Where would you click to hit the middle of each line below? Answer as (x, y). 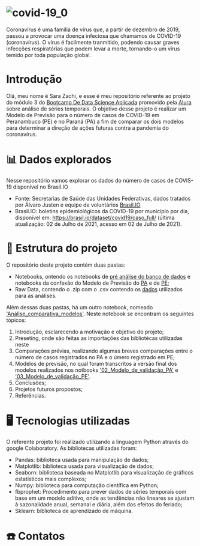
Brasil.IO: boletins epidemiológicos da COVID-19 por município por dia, (102, 211)
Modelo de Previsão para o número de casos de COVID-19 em (83, 115)
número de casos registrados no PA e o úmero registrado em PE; (95, 357)
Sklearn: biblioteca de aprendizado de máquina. (74, 511)
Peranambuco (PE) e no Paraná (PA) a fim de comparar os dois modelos (95, 121)
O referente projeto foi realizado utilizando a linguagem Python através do (97, 441)
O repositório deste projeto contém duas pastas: (66, 265)
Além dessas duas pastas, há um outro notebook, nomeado (80, 307)
